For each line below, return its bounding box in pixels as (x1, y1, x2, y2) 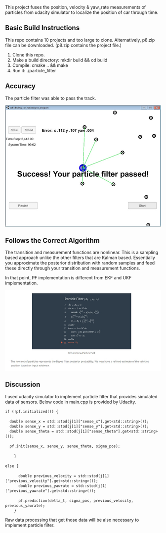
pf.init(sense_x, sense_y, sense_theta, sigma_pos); (9, 443, 121, 449)
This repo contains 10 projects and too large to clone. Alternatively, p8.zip (5, 37, 155, 43)
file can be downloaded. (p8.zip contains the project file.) (5, 42, 122, 48)
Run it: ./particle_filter (12, 67, 56, 73)
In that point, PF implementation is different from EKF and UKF (5, 275, 132, 281)
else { (5, 463, 19, 469)
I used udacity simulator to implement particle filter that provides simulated (5, 393, 158, 399)
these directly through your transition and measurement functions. (5, 265, 140, 271)
